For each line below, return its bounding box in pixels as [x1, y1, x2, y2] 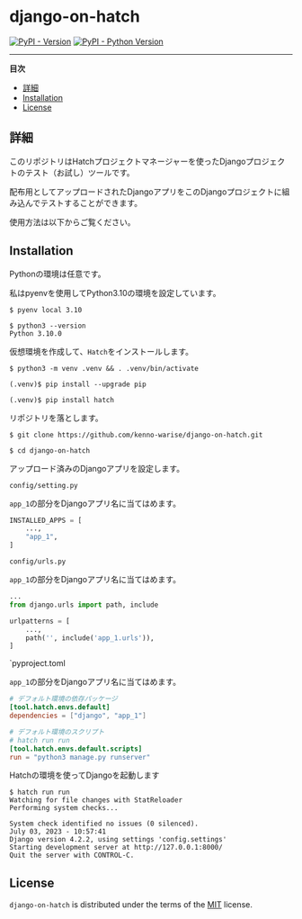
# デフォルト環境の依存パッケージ [9, 695, 119, 704]
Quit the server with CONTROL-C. [9, 851, 135, 860]
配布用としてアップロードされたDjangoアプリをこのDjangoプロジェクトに [9, 186, 282, 197]
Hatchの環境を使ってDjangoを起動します [9, 770, 160, 780]
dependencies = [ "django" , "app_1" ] [9, 711, 147, 721]
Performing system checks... [9, 804, 119, 813]
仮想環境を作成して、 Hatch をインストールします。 [9, 346, 194, 356]
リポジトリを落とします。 [9, 412, 103, 423]
